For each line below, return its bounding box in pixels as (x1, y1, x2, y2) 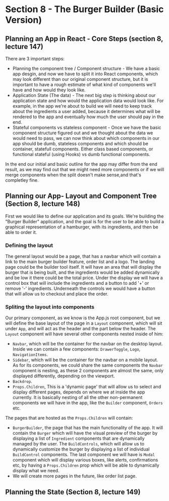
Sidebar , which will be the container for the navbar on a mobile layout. (12, 357, 158, 363)
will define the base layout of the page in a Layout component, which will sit (5, 320, 162, 326)
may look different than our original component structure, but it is (12, 76, 148, 82)
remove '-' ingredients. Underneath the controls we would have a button (5, 285, 155, 291)
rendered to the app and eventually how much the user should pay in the (12, 114, 164, 120)
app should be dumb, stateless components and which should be (12, 140, 149, 146)
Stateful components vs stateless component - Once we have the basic (12, 125, 161, 130)
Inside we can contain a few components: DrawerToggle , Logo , (12, 346, 141, 352)
